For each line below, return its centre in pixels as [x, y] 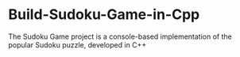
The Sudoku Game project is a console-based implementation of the [120, 36]
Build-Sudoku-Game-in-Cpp [104, 15]
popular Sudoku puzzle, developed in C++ [77, 44]
